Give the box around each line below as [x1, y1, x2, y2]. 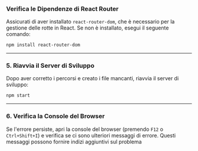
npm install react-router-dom [6, 42, 81, 48]
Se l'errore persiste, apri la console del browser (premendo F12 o [6, 126, 164, 133]
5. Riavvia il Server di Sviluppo [6, 61, 95, 70]
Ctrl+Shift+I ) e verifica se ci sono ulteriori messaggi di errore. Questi [6, 132, 176, 139]
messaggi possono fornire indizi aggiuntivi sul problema [6, 138, 142, 145]
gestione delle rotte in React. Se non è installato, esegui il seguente [6, 24, 169, 31]
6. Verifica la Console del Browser [6, 112, 105, 120]
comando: [6, 31, 31, 38]
